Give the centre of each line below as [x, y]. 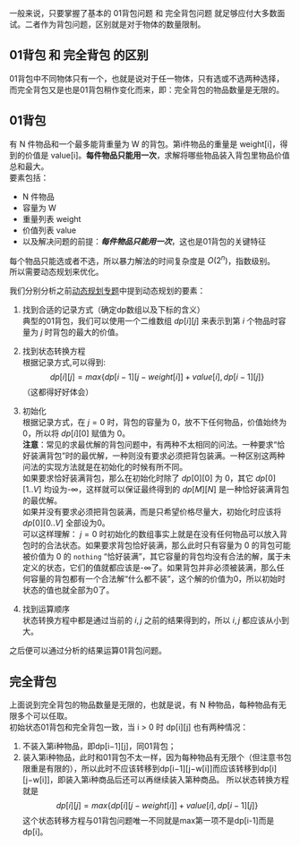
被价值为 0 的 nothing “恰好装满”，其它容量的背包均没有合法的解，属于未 [156, 557]
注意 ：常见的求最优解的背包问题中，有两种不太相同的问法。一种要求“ [150, 445]
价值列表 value [49, 230]
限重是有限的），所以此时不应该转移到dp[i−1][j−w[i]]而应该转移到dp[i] [150, 769]
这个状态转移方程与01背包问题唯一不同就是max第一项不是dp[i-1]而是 [148, 821]
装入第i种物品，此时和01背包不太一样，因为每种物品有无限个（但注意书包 [157, 757]
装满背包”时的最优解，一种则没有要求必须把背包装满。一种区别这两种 [157, 456]
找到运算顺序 [46, 609]
